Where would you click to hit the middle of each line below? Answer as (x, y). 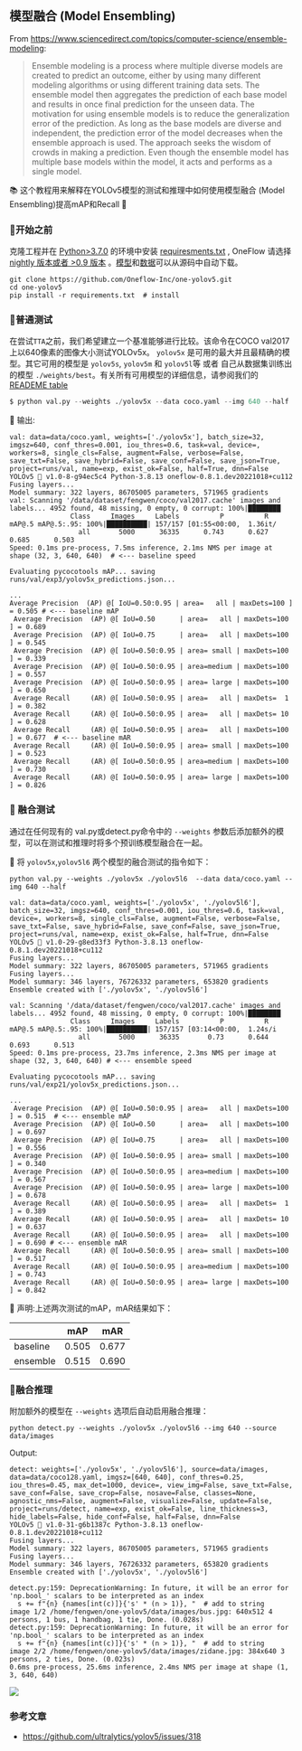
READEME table (39, 385)
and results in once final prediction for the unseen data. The (143, 104)
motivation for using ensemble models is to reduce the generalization (160, 113)
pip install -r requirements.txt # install (94, 296)
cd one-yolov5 (36, 287)
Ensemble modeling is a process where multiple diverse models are (157, 65)
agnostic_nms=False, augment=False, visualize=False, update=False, (141, 1501)
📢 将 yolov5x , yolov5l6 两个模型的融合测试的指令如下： (110, 861)
